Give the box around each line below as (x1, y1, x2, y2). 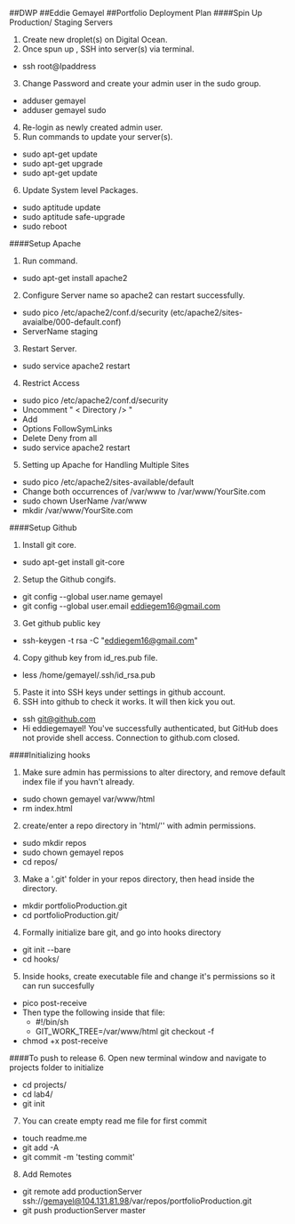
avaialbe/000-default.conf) (21, 317, 122, 327)
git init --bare (21, 945, 71, 954)
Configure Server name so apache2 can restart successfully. (21, 290, 245, 301)
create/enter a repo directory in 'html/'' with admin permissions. (21, 820, 256, 831)
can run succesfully (21, 980, 95, 991)
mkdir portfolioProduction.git (21, 900, 128, 911)
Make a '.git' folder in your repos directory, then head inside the (21, 874, 255, 884)
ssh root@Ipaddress (21, 61, 97, 71)
